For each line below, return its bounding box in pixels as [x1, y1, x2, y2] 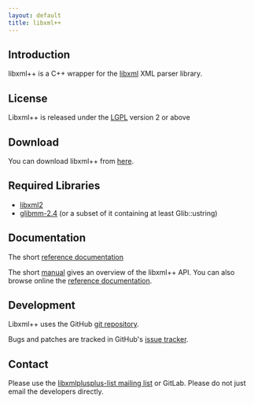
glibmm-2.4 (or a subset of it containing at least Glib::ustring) [19, 208, 218, 217]
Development [8, 298, 76, 312]
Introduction [8, 48, 71, 61]
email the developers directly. [8, 387, 104, 396]
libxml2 [19, 200, 43, 209]
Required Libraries [8, 179, 101, 193]
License [8, 91, 48, 105]
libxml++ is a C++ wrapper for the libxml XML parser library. [8, 69, 203, 79]
